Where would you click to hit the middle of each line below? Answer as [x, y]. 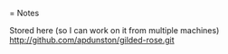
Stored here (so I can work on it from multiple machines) [114, 30]
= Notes [24, 13]
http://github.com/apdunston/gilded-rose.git [92, 40]
